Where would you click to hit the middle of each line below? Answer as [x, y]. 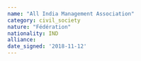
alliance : [22, 40]
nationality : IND [33, 33]
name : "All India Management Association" [71, 14]
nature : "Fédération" [39, 27]
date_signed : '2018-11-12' [47, 46]
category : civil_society [44, 20]
